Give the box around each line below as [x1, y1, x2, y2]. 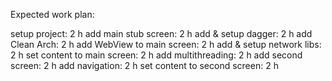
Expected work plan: [10, 9, 95, 20]
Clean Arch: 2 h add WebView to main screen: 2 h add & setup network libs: [10, 39, 322, 50]
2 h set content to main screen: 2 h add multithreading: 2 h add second [10, 49, 303, 61]
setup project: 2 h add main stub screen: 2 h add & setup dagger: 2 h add [10, 28, 313, 39]
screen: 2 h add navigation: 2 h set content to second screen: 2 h [10, 60, 279, 71]
